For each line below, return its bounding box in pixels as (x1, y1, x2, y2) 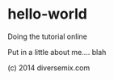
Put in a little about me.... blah (7, 47, 107, 57)
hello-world (7, 5, 88, 23)
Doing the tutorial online (7, 32, 88, 41)
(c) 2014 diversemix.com (7, 62, 91, 73)
